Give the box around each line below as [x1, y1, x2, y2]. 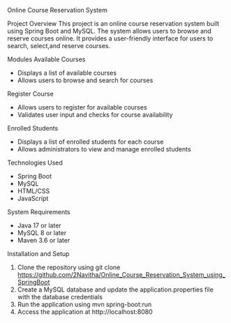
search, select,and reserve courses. [7, 42, 111, 50]
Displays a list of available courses [17, 69, 117, 77]
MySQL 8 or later [17, 229, 67, 236]
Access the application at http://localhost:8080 [17, 308, 153, 316]
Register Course [7, 90, 54, 98]
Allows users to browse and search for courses [17, 76, 154, 84]
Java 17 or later [17, 221, 61, 230]
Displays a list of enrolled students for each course [17, 137, 164, 146]
